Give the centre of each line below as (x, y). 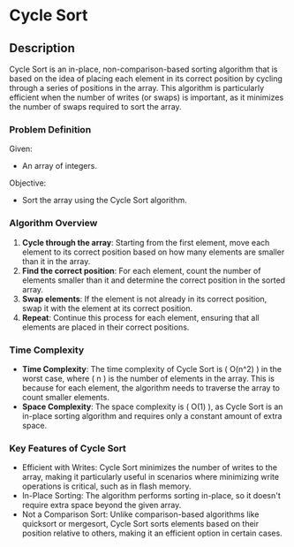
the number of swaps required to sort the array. (96, 106)
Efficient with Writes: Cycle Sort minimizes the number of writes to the (150, 467)
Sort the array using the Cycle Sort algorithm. (104, 201)
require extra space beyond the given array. (102, 505)
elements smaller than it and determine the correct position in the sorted (153, 280)
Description (42, 48)
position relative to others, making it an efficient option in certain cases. (152, 533)
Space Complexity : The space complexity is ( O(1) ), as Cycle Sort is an (152, 406)
